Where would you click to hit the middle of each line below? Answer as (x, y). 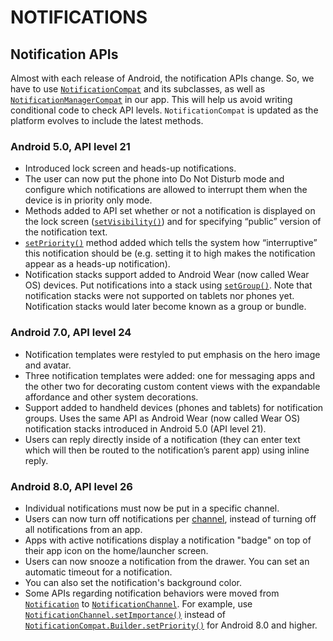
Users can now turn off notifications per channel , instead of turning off (170, 518)
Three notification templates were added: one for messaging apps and (170, 375)
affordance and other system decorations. (111, 397)
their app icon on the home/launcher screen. (116, 550)
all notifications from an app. (83, 529)
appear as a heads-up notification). (97, 264)
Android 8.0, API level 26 (71, 486)
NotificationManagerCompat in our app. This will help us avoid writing (151, 99)
